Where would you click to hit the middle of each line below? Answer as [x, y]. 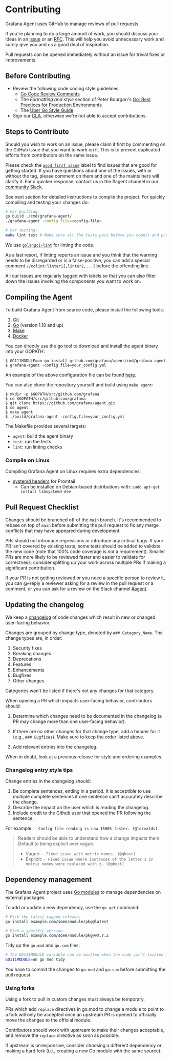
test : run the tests [32, 441]
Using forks [20, 988]
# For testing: [21, 230]
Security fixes [27, 648]
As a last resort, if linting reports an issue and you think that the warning [81, 254]
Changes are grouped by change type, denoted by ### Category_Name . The [84, 633]
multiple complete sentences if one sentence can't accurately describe [88, 796]
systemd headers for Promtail [44, 481]
